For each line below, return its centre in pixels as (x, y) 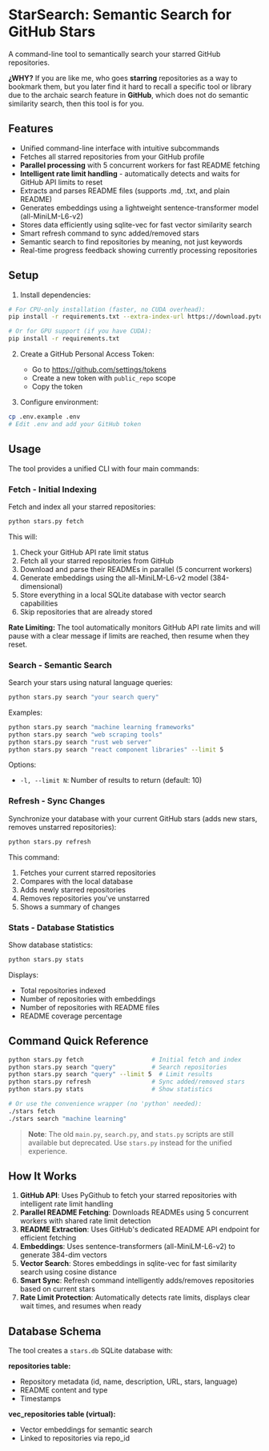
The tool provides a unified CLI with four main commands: (104, 468)
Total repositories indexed (63, 990)
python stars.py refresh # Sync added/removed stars (127, 1082)
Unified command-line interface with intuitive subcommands (120, 148)
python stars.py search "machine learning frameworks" (102, 727)
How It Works (43, 1177)
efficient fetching (48, 1238)
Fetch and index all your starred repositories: (82, 506)
